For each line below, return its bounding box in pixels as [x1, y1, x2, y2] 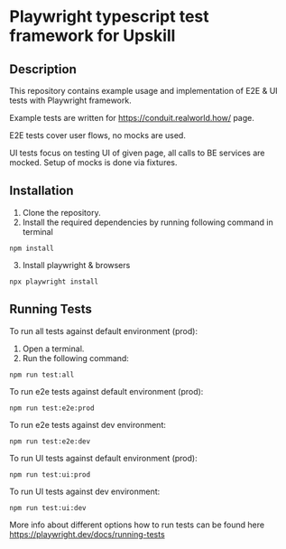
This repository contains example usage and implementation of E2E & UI [9, 86, 278, 96]
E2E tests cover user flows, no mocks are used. [9, 130, 187, 141]
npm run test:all [9, 370, 75, 379]
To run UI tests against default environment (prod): [9, 452, 198, 463]
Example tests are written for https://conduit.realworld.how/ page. [9, 113, 254, 123]
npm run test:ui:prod [9, 470, 91, 479]
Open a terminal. [22, 343, 85, 354]
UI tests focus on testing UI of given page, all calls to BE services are [9, 147, 265, 158]
